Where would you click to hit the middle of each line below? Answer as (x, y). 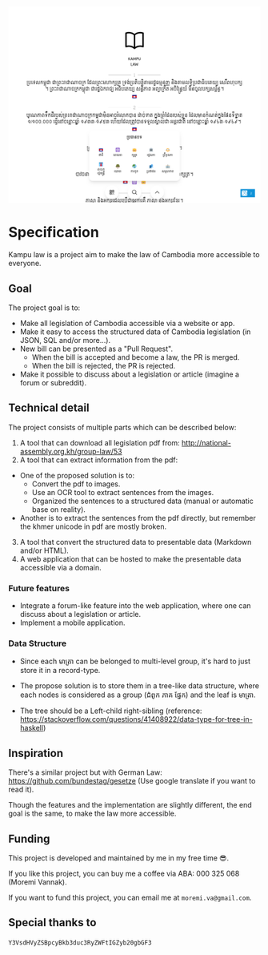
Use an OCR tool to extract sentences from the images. (123, 492)
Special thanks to (52, 923)
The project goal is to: (44, 308)
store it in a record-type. (60, 671)
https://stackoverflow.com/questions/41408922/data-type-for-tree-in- (136, 719)
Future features (39, 588)
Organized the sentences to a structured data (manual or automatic (142, 501)
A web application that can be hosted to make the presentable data (130, 558)
